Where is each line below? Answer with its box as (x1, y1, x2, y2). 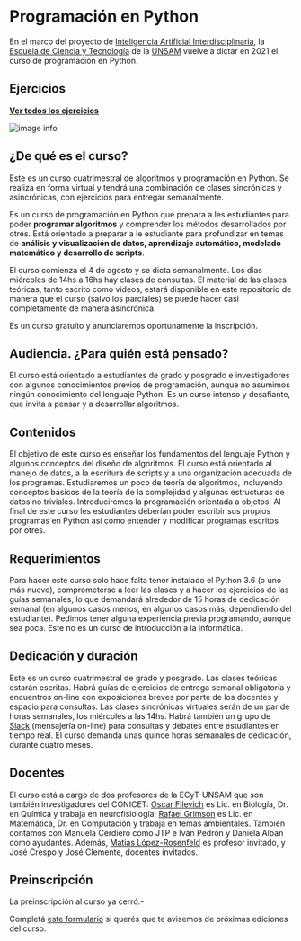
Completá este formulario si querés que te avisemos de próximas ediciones (9, 914, 288, 925)
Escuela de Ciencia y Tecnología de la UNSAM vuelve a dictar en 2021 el (9, 45, 279, 56)
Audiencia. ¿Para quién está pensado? (9, 346, 229, 361)
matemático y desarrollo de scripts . (9, 247, 146, 258)
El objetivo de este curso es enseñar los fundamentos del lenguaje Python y (9, 448, 290, 459)
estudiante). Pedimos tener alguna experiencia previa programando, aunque (9, 613, 292, 624)
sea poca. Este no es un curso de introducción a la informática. (9, 623, 243, 633)
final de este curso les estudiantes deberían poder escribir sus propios (9, 506, 271, 517)
